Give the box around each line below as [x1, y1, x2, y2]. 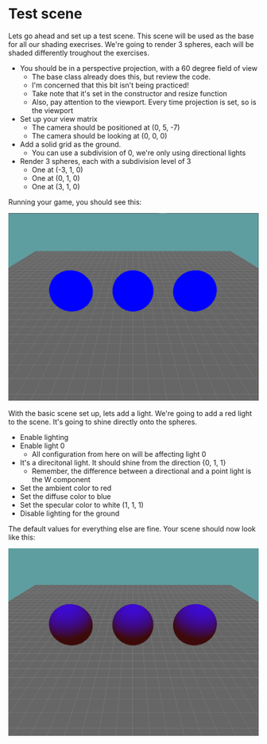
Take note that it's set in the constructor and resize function [31, 88, 228, 98]
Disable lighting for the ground [19, 508, 120, 518]
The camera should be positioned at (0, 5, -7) [31, 123, 180, 132]
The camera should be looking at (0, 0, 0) [31, 130, 168, 140]
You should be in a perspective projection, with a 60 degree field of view [19, 63, 258, 72]
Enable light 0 [19, 441, 65, 450]
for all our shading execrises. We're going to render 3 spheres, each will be [8, 39, 254, 49]
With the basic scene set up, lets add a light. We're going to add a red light [8, 408, 253, 418]
